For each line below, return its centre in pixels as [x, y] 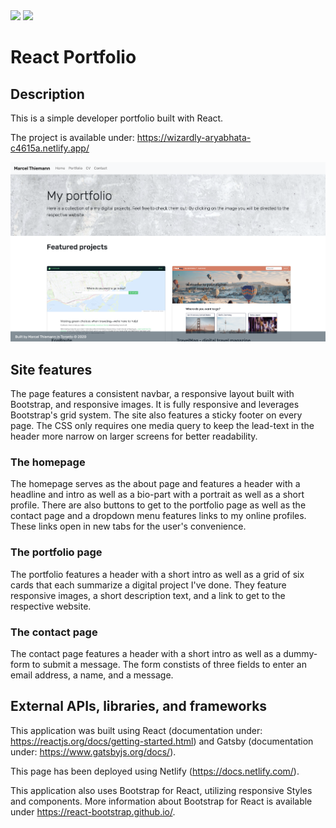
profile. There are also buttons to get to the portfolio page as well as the [158, 505]
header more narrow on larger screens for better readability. [134, 436]
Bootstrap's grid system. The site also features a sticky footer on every [156, 415]
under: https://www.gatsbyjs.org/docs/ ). [93, 751]
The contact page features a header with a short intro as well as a [146, 653]
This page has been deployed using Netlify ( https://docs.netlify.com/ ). [155, 771]
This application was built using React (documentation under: [136, 730]
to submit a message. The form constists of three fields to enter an [169, 664]
